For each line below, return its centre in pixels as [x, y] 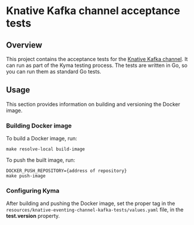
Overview [24, 45]
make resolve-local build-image [45, 149]
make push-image [26, 176]
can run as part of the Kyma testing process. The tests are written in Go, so [97, 65]
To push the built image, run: [41, 160]
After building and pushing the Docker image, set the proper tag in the [91, 203]
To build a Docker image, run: [42, 139]
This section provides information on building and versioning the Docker [93, 104]
